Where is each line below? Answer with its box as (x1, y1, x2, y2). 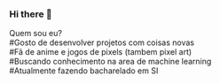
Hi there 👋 (9, 8, 53, 20)
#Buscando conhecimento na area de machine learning (9, 57, 212, 67)
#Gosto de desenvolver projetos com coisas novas (9, 37, 195, 48)
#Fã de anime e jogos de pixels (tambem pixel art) (9, 47, 192, 57)
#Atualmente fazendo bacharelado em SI (9, 65, 159, 76)
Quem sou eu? (9, 28, 62, 39)
